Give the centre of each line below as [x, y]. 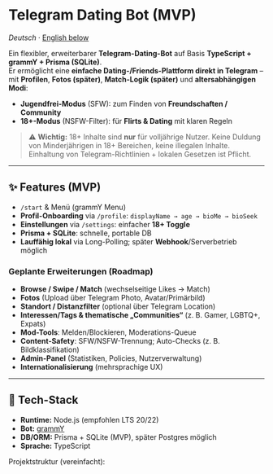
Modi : [18, 88]
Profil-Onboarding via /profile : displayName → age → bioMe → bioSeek [139, 215]
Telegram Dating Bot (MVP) [102, 15]
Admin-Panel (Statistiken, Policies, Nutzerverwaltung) [111, 358]
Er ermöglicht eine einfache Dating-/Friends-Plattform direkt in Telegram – [136, 70]
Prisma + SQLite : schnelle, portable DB [86, 233]
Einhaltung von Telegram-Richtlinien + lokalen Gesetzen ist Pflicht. [140, 154]
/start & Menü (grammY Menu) [73, 207]
